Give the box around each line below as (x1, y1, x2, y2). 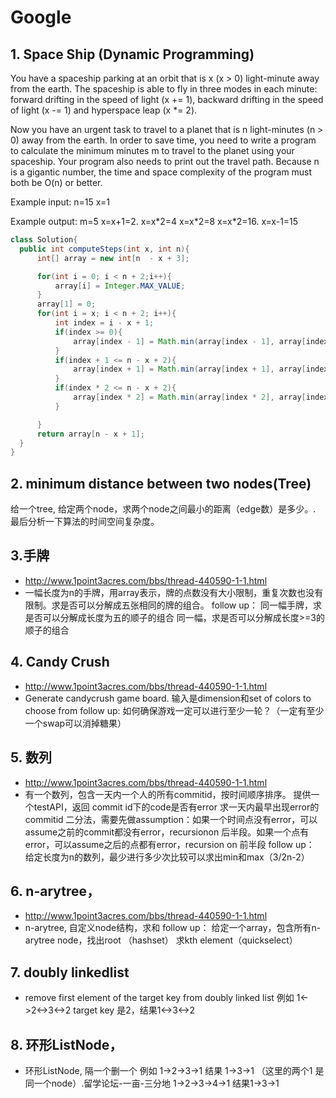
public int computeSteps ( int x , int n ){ (19, 244, 190, 254)
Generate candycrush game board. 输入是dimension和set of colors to (24, 692, 312, 704)
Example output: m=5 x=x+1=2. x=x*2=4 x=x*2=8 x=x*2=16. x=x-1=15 (10, 216, 299, 227)
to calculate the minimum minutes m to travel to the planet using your (10, 145, 295, 156)
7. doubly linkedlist (10, 964, 130, 981)
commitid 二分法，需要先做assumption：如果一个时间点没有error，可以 (24, 813, 318, 825)
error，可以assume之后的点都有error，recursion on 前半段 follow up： (24, 838, 315, 850)
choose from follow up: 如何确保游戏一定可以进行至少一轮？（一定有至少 (24, 704, 325, 716)
